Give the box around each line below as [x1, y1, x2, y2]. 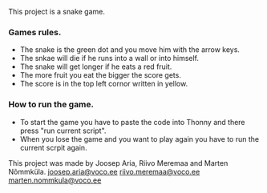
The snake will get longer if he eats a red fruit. [19, 62, 172, 71]
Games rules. [8, 26, 62, 38]
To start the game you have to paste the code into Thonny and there [19, 117, 246, 127]
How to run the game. [8, 99, 95, 111]
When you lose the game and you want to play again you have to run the [19, 134, 259, 143]
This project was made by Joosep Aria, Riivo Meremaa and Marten [8, 158, 229, 167]
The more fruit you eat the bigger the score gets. [19, 70, 182, 80]
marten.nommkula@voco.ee [8, 175, 102, 185]
